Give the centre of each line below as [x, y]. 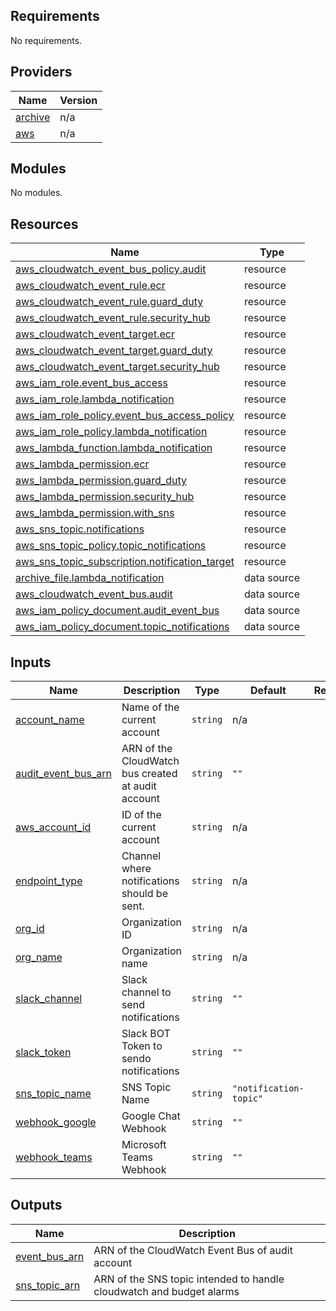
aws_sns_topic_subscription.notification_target [125, 562]
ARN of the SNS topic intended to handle [189, 1279]
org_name [39, 957]
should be [144, 894]
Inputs [31, 662]
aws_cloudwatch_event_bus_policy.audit [111, 269]
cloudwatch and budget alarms [166, 1291]
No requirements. [46, 40]
